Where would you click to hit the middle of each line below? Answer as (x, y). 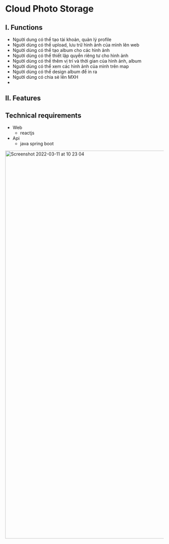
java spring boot (37, 144)
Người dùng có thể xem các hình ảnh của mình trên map (71, 66)
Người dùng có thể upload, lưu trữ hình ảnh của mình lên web (76, 45)
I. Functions (24, 28)
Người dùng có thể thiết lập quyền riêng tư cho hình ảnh (70, 56)
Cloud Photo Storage (50, 9)
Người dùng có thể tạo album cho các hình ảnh (61, 50)
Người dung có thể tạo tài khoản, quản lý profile (62, 39)
